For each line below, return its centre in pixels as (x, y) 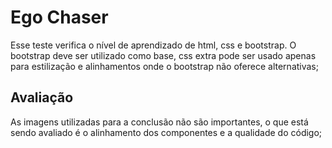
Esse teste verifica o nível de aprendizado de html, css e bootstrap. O (153, 45)
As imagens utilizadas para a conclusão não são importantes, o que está (159, 122)
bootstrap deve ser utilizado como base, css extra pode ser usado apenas (163, 55)
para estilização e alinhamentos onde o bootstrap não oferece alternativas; (164, 66)
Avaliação (42, 97)
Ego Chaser (59, 17)
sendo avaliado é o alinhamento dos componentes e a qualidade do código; (166, 132)
